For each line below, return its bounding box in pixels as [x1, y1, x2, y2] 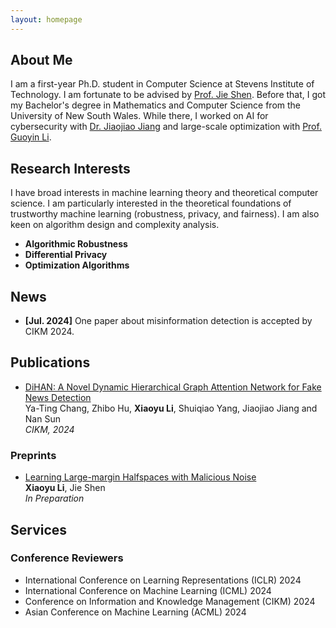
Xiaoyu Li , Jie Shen [24, 482, 106, 494]
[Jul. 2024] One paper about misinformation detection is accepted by [24, 315, 313, 327]
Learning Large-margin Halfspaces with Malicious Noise [24, 471, 257, 483]
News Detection [24, 391, 92, 403]
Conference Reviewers [10, 551, 124, 565]
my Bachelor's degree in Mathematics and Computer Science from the [10, 99, 302, 111]
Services [10, 521, 68, 538]
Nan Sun [24, 412, 61, 425]
